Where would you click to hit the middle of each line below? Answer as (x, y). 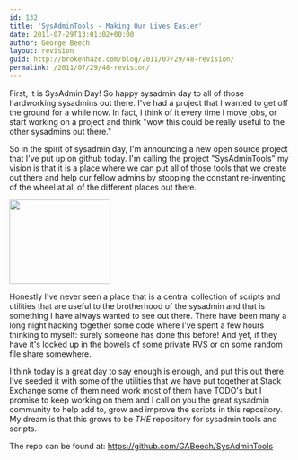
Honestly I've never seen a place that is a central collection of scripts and (145, 296)
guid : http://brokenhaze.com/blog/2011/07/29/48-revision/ (122, 59)
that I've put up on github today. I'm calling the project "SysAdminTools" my (149, 158)
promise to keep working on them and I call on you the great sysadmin (140, 400)
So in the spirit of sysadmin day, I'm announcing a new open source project (149, 148)
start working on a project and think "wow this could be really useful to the (147, 121)
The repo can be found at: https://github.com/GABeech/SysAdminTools (141, 446)
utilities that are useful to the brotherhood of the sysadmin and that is (137, 305)
